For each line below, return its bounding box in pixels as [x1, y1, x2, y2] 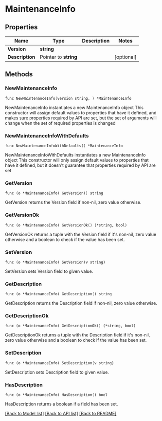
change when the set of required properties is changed [5, 120, 116, 126]
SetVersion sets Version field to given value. [5, 268, 93, 274]
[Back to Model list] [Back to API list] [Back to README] [5, 411, 117, 417]
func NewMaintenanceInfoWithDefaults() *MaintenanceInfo [5, 143, 123, 148]
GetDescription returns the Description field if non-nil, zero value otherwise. [5, 300, 157, 306]
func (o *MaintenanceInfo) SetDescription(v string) [5, 360, 114, 365]
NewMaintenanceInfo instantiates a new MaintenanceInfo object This [5, 104, 144, 111]
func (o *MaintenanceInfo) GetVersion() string [5, 191, 104, 196]
